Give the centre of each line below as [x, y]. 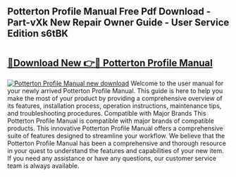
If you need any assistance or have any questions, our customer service [112, 158]
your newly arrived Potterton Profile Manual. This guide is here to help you [115, 91]
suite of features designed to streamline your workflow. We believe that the [116, 136]
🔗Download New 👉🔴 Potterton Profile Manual [110, 63]
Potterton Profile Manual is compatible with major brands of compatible [111, 121]
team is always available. [43, 166]
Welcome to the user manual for [177, 83]
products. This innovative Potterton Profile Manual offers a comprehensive [115, 128]
